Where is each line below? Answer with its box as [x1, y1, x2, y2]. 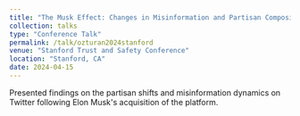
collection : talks [9, 21, 78, 30]
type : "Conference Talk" [9, 29, 102, 38]
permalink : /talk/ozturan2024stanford [9, 37, 154, 47]
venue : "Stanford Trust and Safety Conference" [9, 46, 190, 55]
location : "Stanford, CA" [9, 54, 105, 63]
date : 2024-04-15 [9, 63, 74, 72]
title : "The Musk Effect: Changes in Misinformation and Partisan [9, 12, 262, 22]
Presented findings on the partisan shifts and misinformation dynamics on [9, 87, 281, 98]
